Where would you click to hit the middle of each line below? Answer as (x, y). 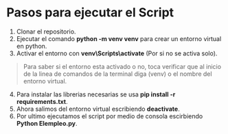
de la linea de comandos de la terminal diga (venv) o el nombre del (117, 74)
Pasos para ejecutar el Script (90, 13)
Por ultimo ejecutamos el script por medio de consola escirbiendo (110, 116)
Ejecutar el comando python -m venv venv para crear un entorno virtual (119, 38)
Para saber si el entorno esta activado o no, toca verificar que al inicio (122, 66)
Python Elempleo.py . (47, 123)
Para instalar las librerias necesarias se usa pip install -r (96, 94)
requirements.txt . (42, 101)
